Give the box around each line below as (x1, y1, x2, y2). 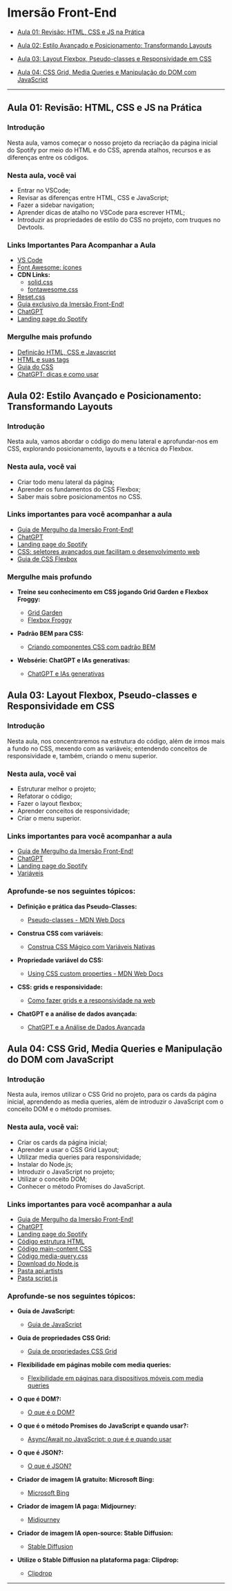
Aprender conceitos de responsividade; (17, 807, 130, 815)
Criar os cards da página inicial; (17, 1138, 108, 1147)
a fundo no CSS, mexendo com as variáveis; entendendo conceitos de (7, 744, 207, 753)
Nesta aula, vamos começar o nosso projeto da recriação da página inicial (7, 138, 218, 147)
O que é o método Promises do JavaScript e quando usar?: (17, 1421, 189, 1430)
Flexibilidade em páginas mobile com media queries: (17, 1360, 171, 1369)
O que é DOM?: (17, 1395, 62, 1403)
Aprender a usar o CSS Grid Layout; (17, 1145, 119, 1153)
